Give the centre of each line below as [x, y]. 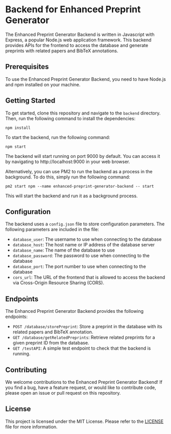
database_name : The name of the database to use [64, 250]
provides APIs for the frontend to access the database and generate [77, 45]
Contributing [26, 370]
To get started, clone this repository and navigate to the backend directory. [83, 113]
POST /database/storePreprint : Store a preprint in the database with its [87, 327]
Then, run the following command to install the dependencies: [70, 118]
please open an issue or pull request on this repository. [63, 393]
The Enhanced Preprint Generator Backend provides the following [75, 311]
